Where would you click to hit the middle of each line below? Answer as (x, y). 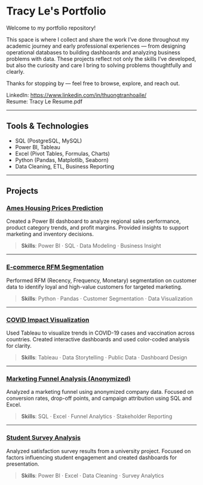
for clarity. (19, 346)
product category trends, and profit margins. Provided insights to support (98, 228)
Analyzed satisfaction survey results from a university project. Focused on (99, 451)
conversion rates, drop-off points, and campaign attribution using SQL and (99, 398)
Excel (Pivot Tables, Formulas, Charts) (62, 153)
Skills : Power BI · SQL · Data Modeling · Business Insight (91, 246)
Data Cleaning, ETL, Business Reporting (65, 166)
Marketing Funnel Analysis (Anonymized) (69, 379)
